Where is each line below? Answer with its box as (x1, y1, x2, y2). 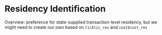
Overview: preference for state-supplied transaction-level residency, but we (4, 19, 157, 25)
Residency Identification (4, 3, 106, 14)
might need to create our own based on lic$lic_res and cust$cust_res (4, 24, 148, 30)
